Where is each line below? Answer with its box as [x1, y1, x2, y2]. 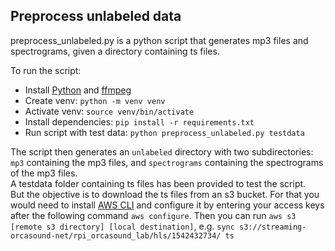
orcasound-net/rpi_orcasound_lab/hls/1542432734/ [10, 230, 222, 241]
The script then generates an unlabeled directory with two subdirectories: [10, 145, 314, 158]
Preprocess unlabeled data [10, 8, 182, 25]
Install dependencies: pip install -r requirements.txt [24, 115, 255, 128]
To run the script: [10, 64, 82, 76]
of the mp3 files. [10, 167, 78, 179]
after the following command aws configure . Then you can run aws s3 [10, 209, 297, 221]
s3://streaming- [239, 222, 307, 232]
